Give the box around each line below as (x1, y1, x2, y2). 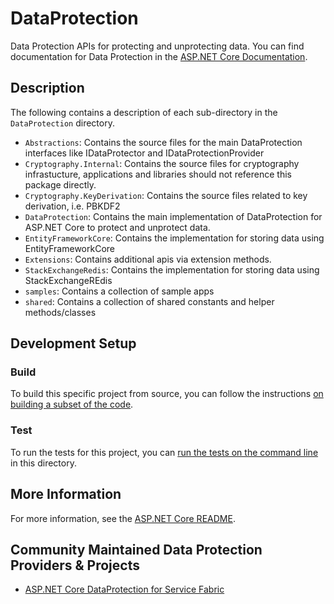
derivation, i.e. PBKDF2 (24, 200, 121, 212)
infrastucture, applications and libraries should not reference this (24, 168, 292, 180)
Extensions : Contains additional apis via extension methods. (24, 253, 272, 265)
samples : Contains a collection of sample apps (24, 285, 215, 297)
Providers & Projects (10, 557, 140, 574)
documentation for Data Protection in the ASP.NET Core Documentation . (10, 50, 308, 62)
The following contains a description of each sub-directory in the (10, 106, 278, 118)
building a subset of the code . (10, 398, 134, 411)
